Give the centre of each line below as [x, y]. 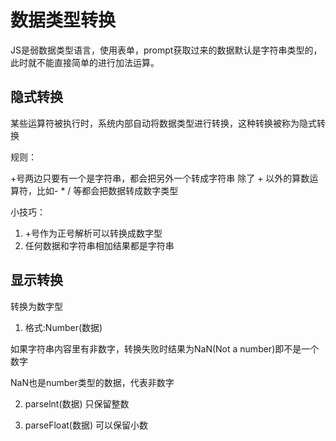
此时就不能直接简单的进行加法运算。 [85, 62]
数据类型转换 [63, 20]
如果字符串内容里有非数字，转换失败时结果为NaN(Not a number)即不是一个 [165, 348]
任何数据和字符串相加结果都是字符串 [99, 245]
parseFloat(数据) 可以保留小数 [86, 425]
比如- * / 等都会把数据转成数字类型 [107, 190]
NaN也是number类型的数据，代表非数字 [92, 382]
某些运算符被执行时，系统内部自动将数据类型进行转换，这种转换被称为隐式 [163, 123]
